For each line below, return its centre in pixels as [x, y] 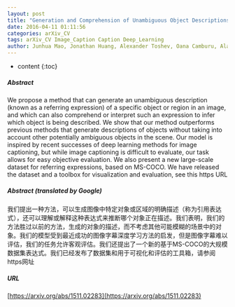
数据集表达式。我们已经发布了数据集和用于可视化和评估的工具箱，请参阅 [111, 252]
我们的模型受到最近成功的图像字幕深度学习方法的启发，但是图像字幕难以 [123, 235]
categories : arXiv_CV [39, 33]
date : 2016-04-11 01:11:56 [47, 27]
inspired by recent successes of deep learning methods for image [102, 144]
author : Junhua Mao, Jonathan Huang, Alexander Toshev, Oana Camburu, [112, 46]
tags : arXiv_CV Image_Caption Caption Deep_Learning [86, 40]
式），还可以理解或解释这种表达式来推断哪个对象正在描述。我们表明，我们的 [116, 217]
